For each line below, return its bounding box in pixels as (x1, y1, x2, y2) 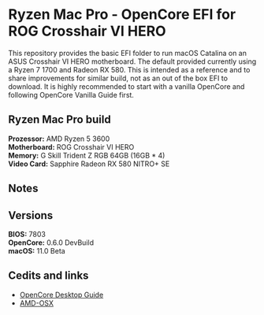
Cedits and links (8, 269, 89, 283)
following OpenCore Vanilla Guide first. (8, 90, 134, 99)
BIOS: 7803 (8, 229, 46, 239)
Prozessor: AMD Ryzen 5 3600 (8, 134, 110, 143)
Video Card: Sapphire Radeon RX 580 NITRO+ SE (8, 159, 170, 169)
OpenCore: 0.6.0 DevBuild (8, 238, 95, 247)
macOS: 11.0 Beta (8, 246, 65, 255)
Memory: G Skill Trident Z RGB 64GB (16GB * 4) (8, 150, 165, 160)
